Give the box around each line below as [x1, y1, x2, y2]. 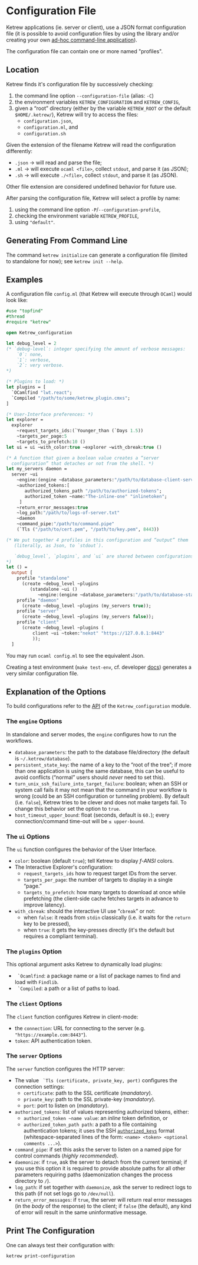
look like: [6, 297, 28, 304]
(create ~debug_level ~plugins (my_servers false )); [21, 614, 154, 620]
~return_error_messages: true [16, 504, 88, 510]
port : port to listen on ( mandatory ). [23, 1102, 109, 1109]
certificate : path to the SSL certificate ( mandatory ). [23, 1089, 153, 1096]
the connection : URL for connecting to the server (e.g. [14, 1024, 146, 1031]
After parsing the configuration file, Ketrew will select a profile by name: [6, 194, 181, 202]
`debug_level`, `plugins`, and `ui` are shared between [14, 553, 154, 559]
